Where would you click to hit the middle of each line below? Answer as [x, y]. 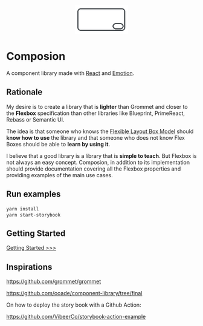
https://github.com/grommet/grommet [54, 282]
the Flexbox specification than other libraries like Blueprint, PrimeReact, [96, 113]
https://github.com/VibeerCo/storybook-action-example [76, 317]
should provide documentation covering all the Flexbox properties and [94, 169]
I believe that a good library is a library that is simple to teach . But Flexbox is [101, 155]
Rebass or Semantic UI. [35, 119]
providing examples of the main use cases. [60, 175]
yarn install [23, 209]
